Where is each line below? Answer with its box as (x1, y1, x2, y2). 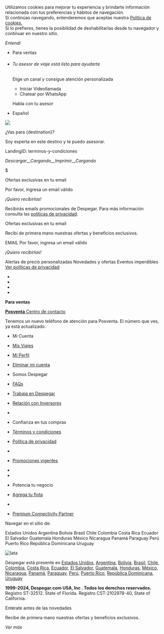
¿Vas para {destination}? (5, 129, 55, 135)
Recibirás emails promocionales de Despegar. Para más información (5, 206, 144, 212)
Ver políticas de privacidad (5, 264, 60, 270)
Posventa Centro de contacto (5, 309, 66, 315)
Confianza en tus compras (12, 419, 67, 425)
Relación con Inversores (12, 400, 62, 406)
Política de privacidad (12, 439, 57, 445)
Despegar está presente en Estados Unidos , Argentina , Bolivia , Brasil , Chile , (5, 560, 160, 566)
